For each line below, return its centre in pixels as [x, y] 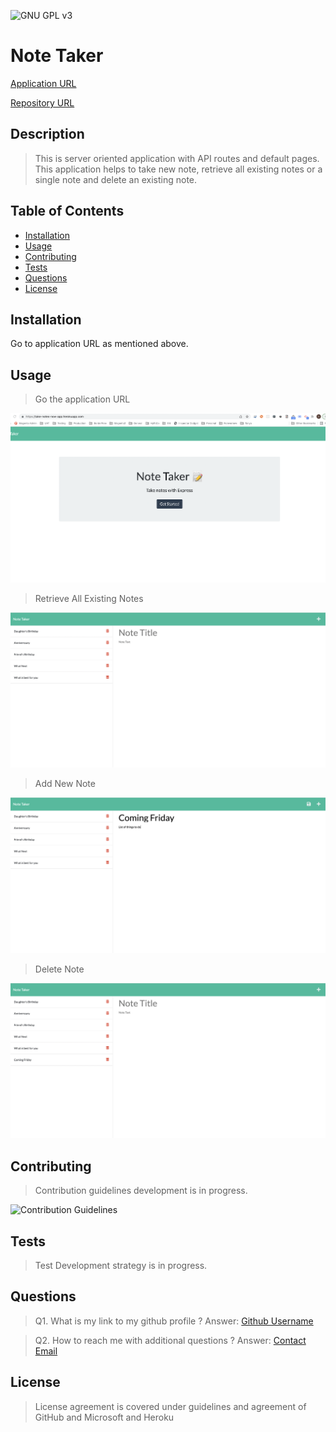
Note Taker [57, 56]
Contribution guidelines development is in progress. [141, 1191]
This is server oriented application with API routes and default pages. [177, 158]
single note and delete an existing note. [116, 179]
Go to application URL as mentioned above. [99, 344]
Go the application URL [82, 399]
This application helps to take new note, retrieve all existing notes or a [178, 169]
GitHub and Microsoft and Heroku [104, 1417]
